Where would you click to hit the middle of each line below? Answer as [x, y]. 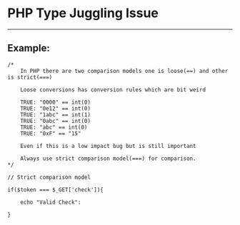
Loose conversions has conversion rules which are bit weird [113, 90]
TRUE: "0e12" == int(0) [56, 109]
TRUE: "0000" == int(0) [56, 102]
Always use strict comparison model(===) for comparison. [108, 159]
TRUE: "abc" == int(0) [54, 127]
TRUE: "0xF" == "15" [51, 134]
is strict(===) [30, 77]
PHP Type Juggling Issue [83, 13]
